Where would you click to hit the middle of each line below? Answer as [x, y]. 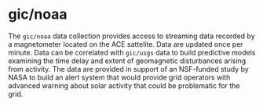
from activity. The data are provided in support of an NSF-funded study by [128, 69]
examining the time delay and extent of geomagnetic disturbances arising [127, 61]
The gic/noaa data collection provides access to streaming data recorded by [131, 36]
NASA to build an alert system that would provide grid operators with [119, 77]
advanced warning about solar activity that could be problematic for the [124, 85]
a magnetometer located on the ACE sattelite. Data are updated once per [126, 44]
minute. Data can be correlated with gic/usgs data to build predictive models [132, 52]
